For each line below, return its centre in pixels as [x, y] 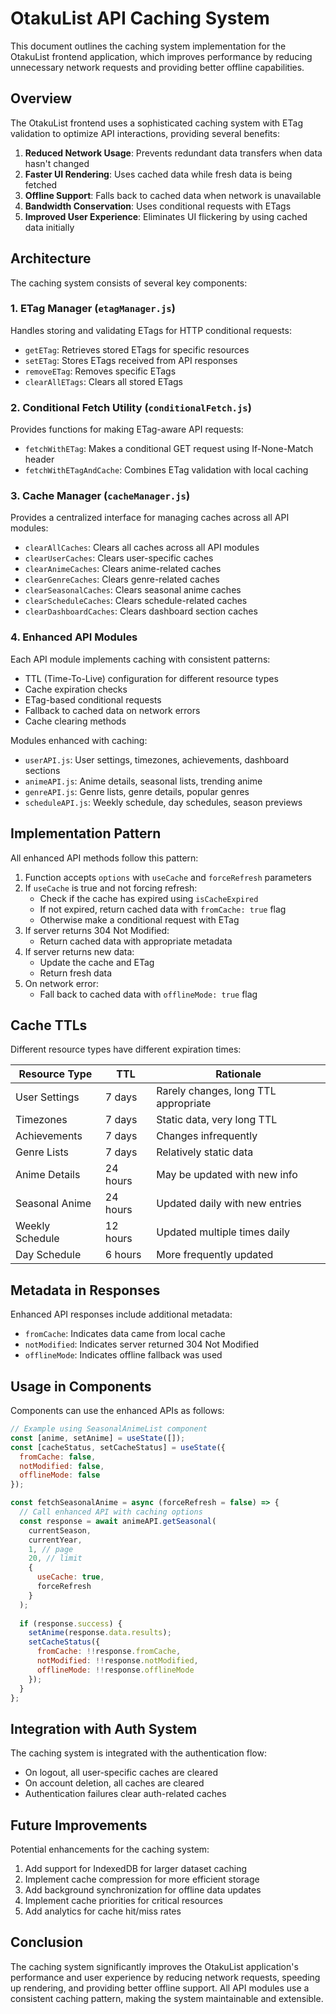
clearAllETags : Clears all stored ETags [104, 381]
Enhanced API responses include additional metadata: [121, 1314]
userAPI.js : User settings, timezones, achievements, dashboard [157, 759]
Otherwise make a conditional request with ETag [139, 919]
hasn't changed [57, 163]
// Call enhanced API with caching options [111, 1512]
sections [42, 770]
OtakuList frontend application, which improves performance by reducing [161, 56]
